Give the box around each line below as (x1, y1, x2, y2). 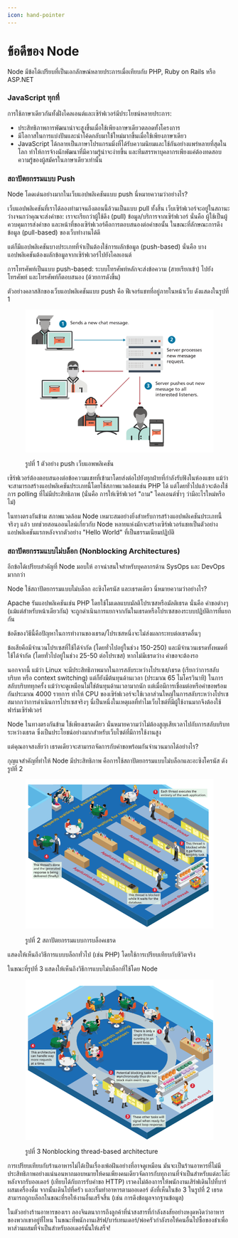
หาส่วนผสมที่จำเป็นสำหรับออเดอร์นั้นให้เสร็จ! (7, 1223, 111, 1232)
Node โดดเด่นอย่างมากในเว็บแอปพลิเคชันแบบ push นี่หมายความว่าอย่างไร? (7, 190, 188, 199)
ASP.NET (7, 75, 34, 83)
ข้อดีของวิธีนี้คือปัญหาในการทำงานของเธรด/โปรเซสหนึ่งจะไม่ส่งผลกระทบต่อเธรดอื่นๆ (7, 629, 201, 638)
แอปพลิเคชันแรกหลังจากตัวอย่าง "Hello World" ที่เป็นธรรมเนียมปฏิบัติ (7, 528, 175, 537)
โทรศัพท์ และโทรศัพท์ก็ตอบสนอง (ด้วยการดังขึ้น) (7, 273, 121, 282)
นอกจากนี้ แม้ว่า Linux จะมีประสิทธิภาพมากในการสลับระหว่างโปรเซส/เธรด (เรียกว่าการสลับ (7, 666, 220, 674)
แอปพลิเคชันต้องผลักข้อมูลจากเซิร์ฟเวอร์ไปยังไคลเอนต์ (7, 250, 132, 259)
